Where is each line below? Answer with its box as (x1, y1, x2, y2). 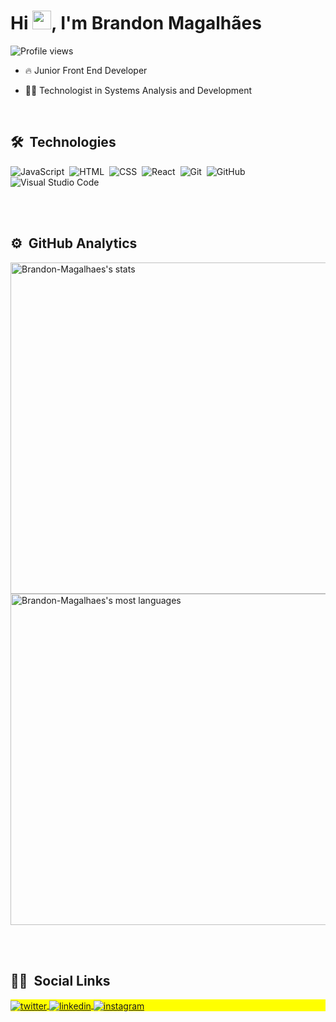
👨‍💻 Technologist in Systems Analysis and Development (24, 84, 253, 96)
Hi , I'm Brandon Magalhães (10, 12, 262, 35)
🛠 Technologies (10, 134, 117, 151)
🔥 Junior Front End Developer (24, 64, 148, 76)
